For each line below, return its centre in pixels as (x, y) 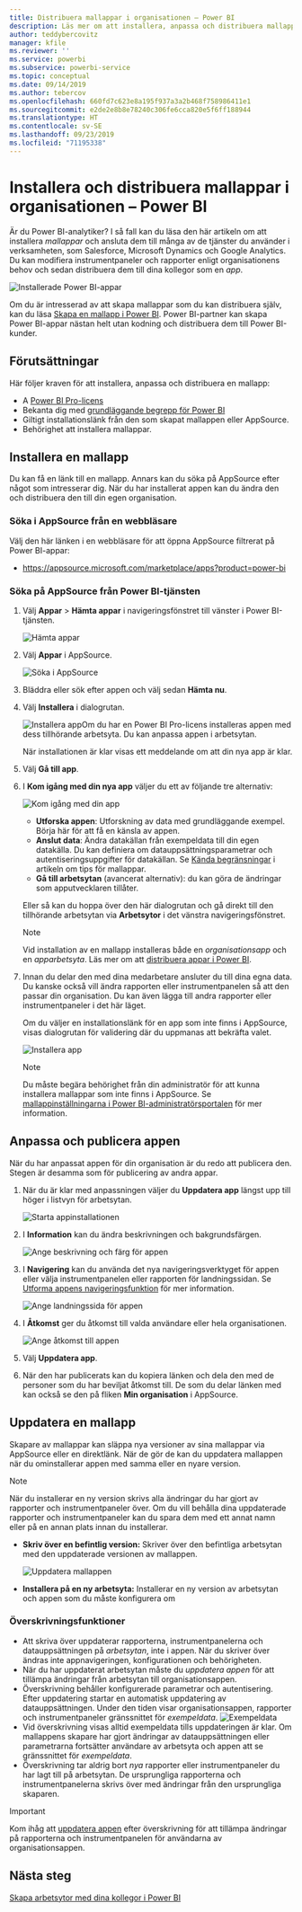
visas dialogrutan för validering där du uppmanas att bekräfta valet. (147, 1032)
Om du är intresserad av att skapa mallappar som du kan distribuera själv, (146, 304)
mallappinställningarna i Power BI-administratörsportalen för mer (142, 1103)
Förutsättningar (54, 362)
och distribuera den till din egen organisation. (93, 498)
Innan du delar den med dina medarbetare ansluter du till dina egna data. (157, 977)
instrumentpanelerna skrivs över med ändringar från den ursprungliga (151, 1784)
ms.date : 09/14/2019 (48, 84)
